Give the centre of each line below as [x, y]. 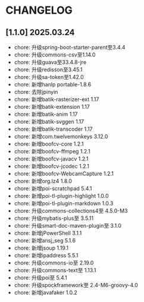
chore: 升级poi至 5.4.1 [40, 278]
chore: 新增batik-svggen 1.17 [49, 122]
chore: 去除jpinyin [36, 92]
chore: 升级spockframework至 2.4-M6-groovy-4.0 [76, 285]
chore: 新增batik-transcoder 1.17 [53, 129]
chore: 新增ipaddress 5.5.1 [46, 255]
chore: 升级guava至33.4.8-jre [50, 62]
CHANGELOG [39, 10]
